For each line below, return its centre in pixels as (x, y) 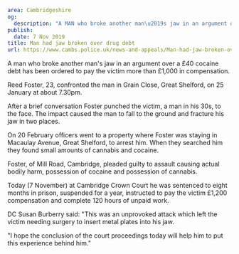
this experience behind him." (49, 243)
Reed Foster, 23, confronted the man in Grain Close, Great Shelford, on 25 (116, 85)
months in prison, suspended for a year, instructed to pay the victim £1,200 (117, 193)
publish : (20, 30)
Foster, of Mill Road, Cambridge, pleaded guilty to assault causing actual (113, 164)
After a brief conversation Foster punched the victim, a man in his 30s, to (115, 106)
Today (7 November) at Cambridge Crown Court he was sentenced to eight (117, 186)
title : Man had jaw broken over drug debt (71, 43)
